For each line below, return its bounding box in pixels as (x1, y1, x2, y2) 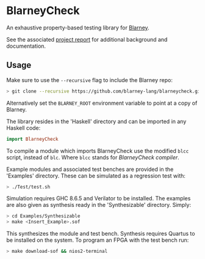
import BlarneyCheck (6, 136, 59, 142)
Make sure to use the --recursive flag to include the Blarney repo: (6, 76, 173, 83)
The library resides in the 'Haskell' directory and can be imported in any (6, 118, 187, 125)
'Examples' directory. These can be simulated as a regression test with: (6, 172, 186, 179)
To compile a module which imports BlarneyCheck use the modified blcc (6, 147, 189, 154)
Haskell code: (6, 124, 41, 132)
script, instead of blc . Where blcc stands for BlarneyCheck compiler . (6, 154, 180, 161)
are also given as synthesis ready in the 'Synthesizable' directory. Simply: (6, 201, 192, 209)
